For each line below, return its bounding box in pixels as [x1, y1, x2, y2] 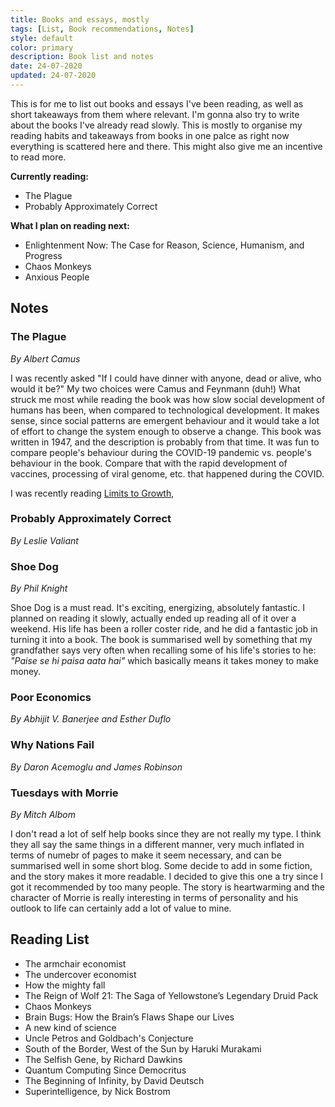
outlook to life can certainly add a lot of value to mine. [10, 902, 232, 915]
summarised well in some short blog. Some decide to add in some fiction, [10, 860, 313, 872]
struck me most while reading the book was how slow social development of [10, 393, 326, 405]
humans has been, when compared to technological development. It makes [10, 404, 320, 416]
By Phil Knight [10, 582, 68, 595]
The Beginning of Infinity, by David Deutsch [24, 1074, 205, 1086]
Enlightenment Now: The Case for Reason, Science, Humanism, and [24, 239, 305, 251]
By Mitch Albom [10, 809, 76, 821]
